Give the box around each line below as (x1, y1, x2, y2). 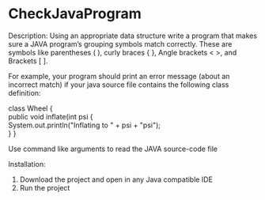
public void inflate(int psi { (8, 111, 93, 121)
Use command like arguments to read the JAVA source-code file (8, 144, 218, 153)
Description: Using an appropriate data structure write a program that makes (8, 31, 258, 40)
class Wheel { (8, 104, 53, 113)
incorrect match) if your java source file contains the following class (8, 80, 229, 89)
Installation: (8, 159, 46, 168)
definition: (8, 88, 41, 97)
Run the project (19, 183, 70, 192)
